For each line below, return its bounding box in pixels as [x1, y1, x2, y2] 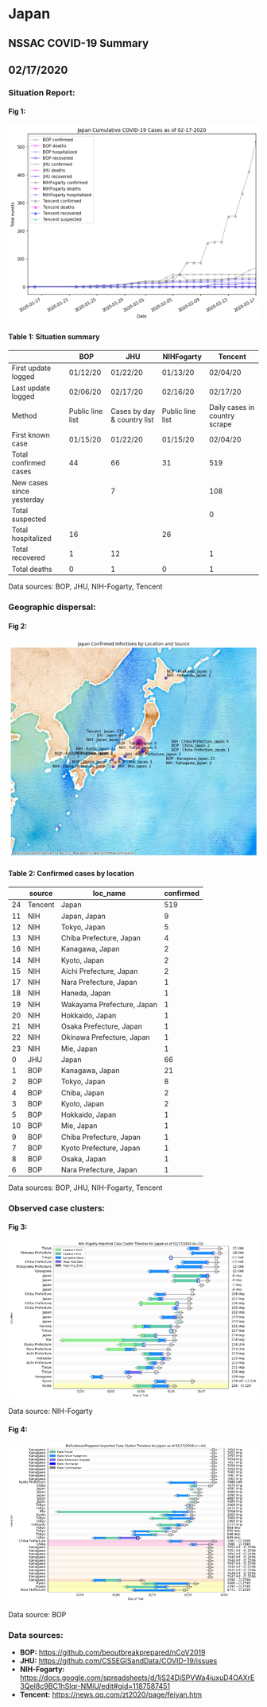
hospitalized [11, 534, 52, 543]
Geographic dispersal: [8, 601, 96, 612]
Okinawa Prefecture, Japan [60, 1033, 150, 1042]
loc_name [92, 889, 126, 898]
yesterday [11, 494, 44, 504]
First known [11, 431, 50, 440]
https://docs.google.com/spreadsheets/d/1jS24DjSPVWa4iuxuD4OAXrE [19, 1673, 255, 1682]
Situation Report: [8, 87, 75, 98]
